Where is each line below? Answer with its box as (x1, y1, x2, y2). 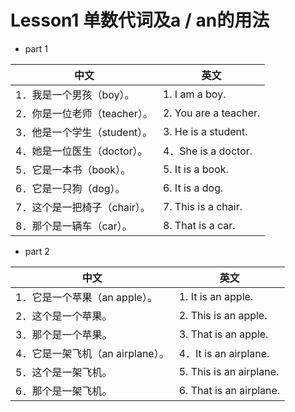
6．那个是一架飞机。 (15, 384, 113, 398)
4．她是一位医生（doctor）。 (15, 144, 148, 158)
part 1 (24, 42, 49, 55)
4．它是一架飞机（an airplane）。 (15, 346, 170, 360)
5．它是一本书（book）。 (15, 162, 132, 176)
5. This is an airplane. (178, 364, 280, 378)
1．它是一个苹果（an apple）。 (15, 290, 158, 304)
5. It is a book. (162, 162, 229, 176)
